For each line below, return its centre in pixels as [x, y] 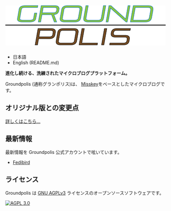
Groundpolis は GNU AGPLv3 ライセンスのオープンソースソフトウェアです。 [85, 193]
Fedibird [21, 162]
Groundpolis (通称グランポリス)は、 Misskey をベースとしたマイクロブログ [83, 84]
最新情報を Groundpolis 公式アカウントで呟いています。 [64, 152]
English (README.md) [36, 63]
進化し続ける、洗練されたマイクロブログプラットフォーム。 [68, 73]
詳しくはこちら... [23, 121]
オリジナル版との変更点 [42, 108]
